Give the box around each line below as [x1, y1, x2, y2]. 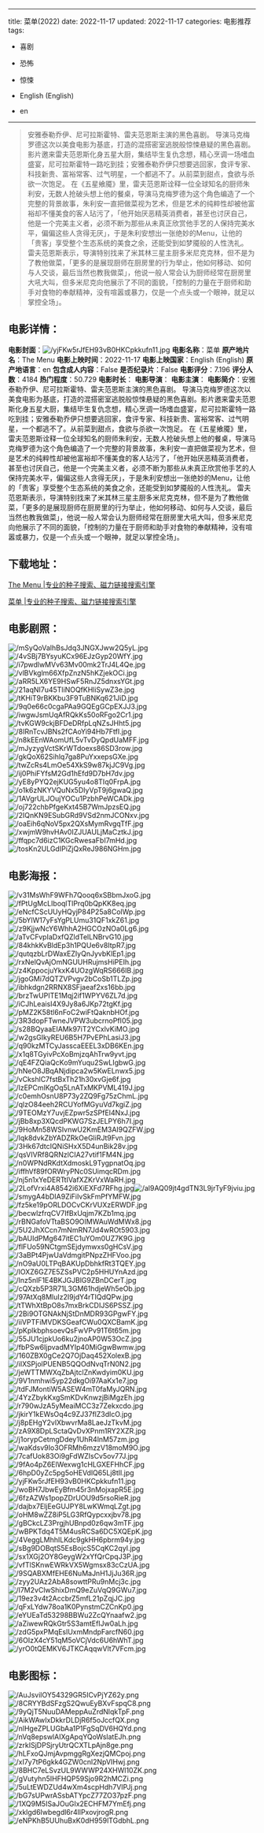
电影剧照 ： [8, 622, 60, 635]
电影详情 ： [8, 322, 60, 336]
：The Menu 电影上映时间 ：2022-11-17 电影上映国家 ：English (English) [15, 355, 245, 364]
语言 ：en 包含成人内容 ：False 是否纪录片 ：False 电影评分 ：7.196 [21, 364, 230, 374]
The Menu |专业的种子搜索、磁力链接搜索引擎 [8, 580, 156, 589]
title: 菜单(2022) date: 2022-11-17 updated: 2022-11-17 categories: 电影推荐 [8, 17, 251, 26]
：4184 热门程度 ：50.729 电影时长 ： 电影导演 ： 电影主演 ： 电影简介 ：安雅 [15, 374, 256, 384]
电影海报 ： [8, 868, 60, 883]
